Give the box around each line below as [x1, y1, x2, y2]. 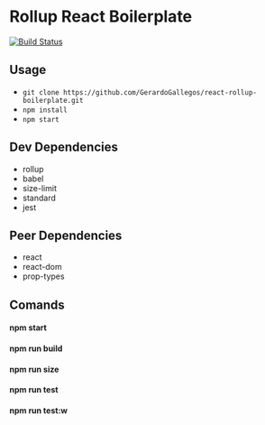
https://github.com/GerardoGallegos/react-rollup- [62, 88, 258, 97]
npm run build [9, 343, 63, 354]
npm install [22, 106, 68, 115]
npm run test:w [9, 404, 68, 416]
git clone [22, 88, 60, 97]
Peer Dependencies [9, 227, 123, 243]
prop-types [22, 271, 65, 282]
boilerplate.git [22, 96, 84, 105]
